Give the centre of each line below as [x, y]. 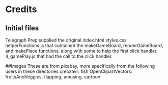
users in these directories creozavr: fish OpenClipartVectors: [69, 71]
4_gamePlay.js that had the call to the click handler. [59, 56]
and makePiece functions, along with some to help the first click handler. [81, 51]
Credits [21, 9]
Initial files [22, 28]
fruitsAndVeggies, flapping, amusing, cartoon [53, 77]
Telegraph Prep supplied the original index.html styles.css [66, 40]
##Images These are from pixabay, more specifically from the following [80, 66]
